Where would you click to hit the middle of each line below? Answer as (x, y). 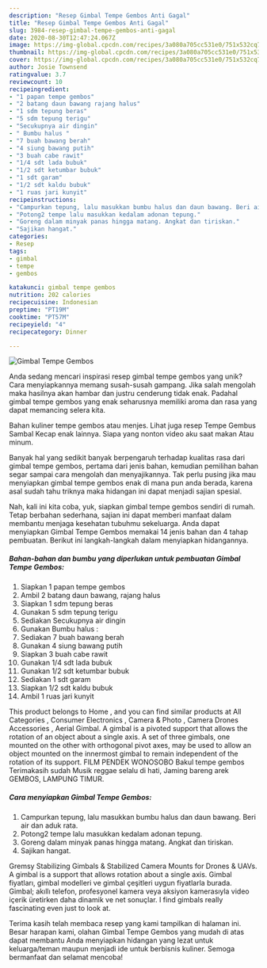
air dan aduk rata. (49, 825)
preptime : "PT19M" (39, 310)
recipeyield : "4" (38, 324)
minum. (21, 442)
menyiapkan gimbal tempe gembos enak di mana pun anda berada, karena (131, 483)
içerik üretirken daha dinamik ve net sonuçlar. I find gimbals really (116, 900)
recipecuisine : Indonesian (53, 303)
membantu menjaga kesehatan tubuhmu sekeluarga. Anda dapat (114, 524)
